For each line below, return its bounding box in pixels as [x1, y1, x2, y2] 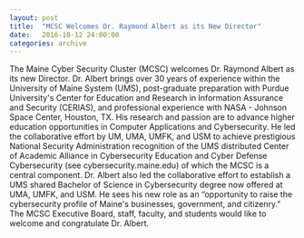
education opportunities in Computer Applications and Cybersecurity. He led [9, 122, 296, 133]
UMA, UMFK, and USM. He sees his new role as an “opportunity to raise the [9, 189, 293, 200]
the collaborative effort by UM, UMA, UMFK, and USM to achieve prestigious [9, 131, 296, 142]
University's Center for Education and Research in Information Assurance [9, 93, 284, 104]
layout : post [9, 13, 59, 23]
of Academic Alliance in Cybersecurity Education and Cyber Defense [9, 151, 268, 162]
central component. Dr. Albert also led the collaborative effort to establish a [9, 170, 291, 181]
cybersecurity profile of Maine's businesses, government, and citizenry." [9, 199, 281, 210]
